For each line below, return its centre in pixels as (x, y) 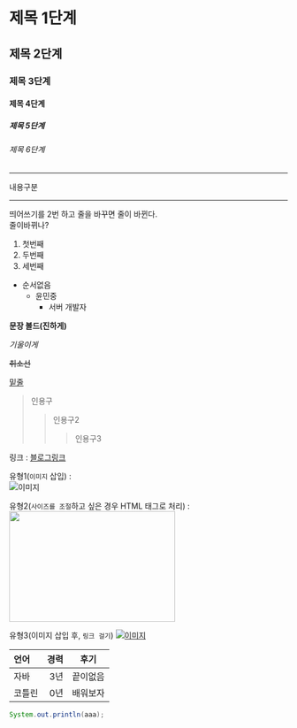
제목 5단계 (27, 126)
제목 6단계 (27, 149)
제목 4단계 (27, 103)
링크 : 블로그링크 (38, 457)
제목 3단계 (30, 80)
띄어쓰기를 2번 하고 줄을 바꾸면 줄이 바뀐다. (84, 214)
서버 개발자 (67, 307)
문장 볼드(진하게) (38, 326)
